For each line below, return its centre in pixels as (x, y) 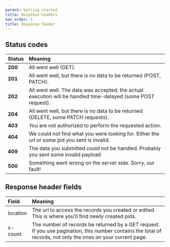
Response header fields (44, 187)
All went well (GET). (52, 67)
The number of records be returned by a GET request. (96, 224)
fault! (35, 169)
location (17, 213)
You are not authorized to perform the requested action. (95, 126)
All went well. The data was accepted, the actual (86, 90)
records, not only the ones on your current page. (90, 237)
